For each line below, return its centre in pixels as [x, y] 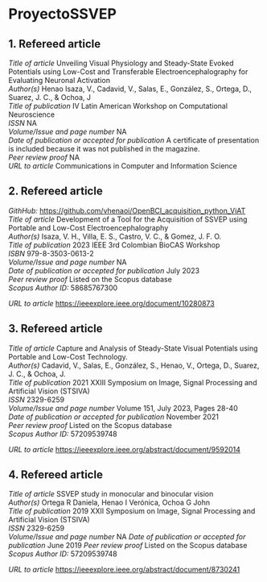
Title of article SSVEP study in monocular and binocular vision [111, 494]
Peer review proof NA [44, 157]
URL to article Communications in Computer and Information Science [123, 166]
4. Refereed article [55, 475]
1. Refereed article [55, 44]
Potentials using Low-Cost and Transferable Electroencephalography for [128, 72]
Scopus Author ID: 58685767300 [63, 288]
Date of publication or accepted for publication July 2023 [104, 270]
